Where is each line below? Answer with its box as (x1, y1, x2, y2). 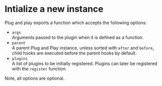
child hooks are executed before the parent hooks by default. (11, 50, 137, 56)
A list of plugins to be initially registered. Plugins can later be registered (11, 60, 158, 66)
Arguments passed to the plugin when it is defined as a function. (11, 34, 144, 40)
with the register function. (11, 65, 67, 72)
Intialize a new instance (4, 3, 104, 15)
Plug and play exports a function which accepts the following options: (4, 20, 147, 26)
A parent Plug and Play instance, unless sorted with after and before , (11, 45, 154, 51)
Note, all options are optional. (4, 75, 65, 81)
